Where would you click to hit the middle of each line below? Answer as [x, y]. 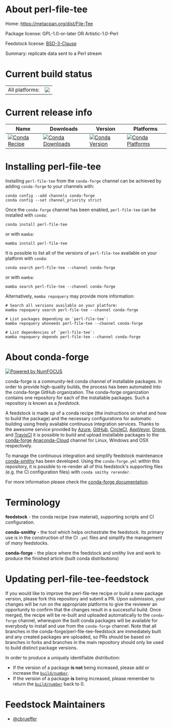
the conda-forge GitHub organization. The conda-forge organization [77, 392]
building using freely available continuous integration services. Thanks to [82, 424]
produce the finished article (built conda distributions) [62, 558]
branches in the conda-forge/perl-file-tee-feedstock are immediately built [83, 631]
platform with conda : [26, 258]
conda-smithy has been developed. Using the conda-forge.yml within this [83, 461]
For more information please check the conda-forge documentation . [77, 482]
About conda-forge [47, 357]
